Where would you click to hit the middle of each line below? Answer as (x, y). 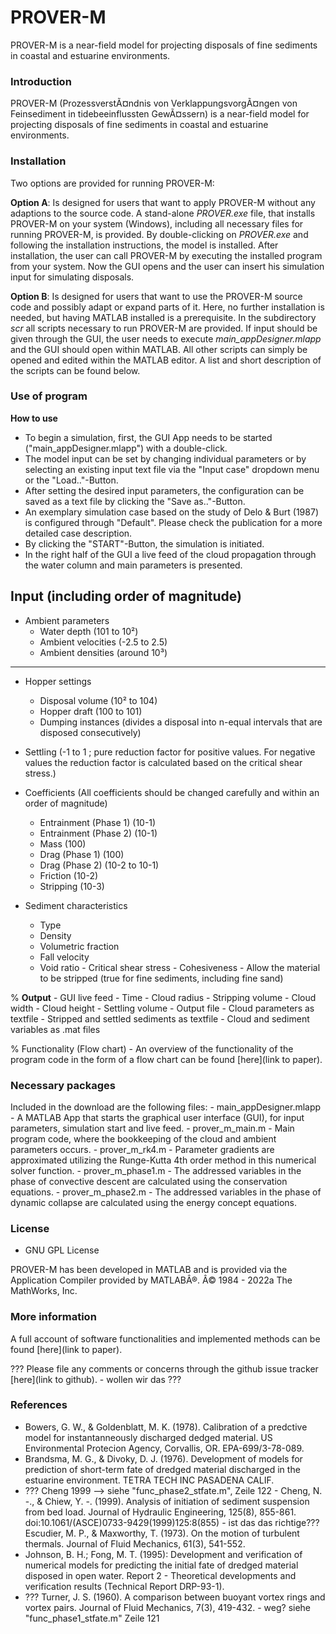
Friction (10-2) (69, 875)
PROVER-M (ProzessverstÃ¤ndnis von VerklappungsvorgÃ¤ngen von (154, 103)
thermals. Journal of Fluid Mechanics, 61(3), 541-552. (135, 1543)
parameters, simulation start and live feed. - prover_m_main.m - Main (152, 1128)
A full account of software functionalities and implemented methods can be (165, 1338)
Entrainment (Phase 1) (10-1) (98, 822)
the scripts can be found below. (75, 370)
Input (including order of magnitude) (126, 596)
